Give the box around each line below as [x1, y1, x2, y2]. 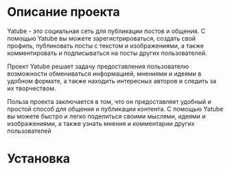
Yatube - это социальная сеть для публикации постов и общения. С [7, 27, 206, 35]
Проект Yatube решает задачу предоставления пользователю [7, 62, 189, 70]
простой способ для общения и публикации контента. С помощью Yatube [7, 105, 224, 113]
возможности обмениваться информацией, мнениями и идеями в [7, 70, 202, 78]
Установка [7, 151, 71, 167]
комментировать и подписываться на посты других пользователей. [7, 49, 207, 57]
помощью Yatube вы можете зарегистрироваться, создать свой [7, 34, 196, 42]
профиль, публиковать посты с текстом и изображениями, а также [7, 41, 205, 50]
